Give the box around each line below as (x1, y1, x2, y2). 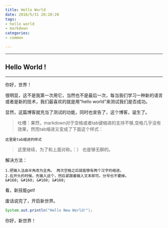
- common (5, 36, 23, 41)
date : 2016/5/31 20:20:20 (5, 12, 59, 17)
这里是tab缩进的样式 (5, 137, 42, 142)
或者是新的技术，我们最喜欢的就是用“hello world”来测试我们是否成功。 (5, 98, 150, 104)
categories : (5, 31, 30, 36)
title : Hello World (5, 7, 46, 13)
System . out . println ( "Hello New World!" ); (5, 207, 93, 213)
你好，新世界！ (5, 217, 36, 223)
